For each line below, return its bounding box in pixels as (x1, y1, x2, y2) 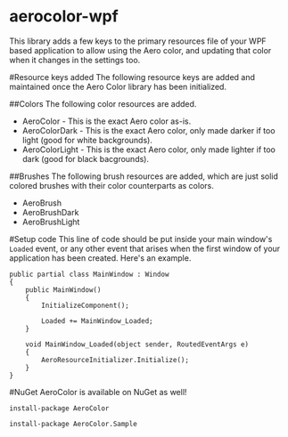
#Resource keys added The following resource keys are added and (9, 71, 256, 82)
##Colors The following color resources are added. (9, 98, 197, 109)
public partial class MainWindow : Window (9, 270, 169, 279)
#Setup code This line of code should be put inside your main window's (9, 233, 273, 244)
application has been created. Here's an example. (9, 252, 192, 263)
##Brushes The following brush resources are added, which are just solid (9, 171, 279, 182)
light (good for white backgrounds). (21, 134, 153, 145)
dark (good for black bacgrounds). (21, 153, 150, 164)
